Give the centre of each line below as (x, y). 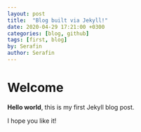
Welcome (35, 88)
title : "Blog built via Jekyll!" (58, 20)
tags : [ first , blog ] (38, 40)
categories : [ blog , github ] (48, 33)
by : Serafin (25, 46)
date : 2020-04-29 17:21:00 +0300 (56, 27)
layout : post (26, 14)
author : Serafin (31, 53)
